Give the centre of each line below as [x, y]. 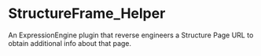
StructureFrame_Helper [87, 14]
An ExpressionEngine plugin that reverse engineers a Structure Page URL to [131, 35]
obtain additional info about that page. [70, 43]
